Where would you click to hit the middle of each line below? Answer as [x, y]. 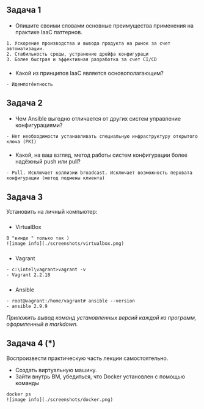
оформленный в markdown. [42, 324]
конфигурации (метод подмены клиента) [56, 178]
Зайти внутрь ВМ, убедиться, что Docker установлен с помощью [100, 377]
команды [27, 383]
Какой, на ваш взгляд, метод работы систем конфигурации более [101, 155]
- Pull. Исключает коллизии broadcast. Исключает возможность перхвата [99, 173]
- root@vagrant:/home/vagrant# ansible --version [71, 301]
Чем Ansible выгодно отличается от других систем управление [98, 118]
